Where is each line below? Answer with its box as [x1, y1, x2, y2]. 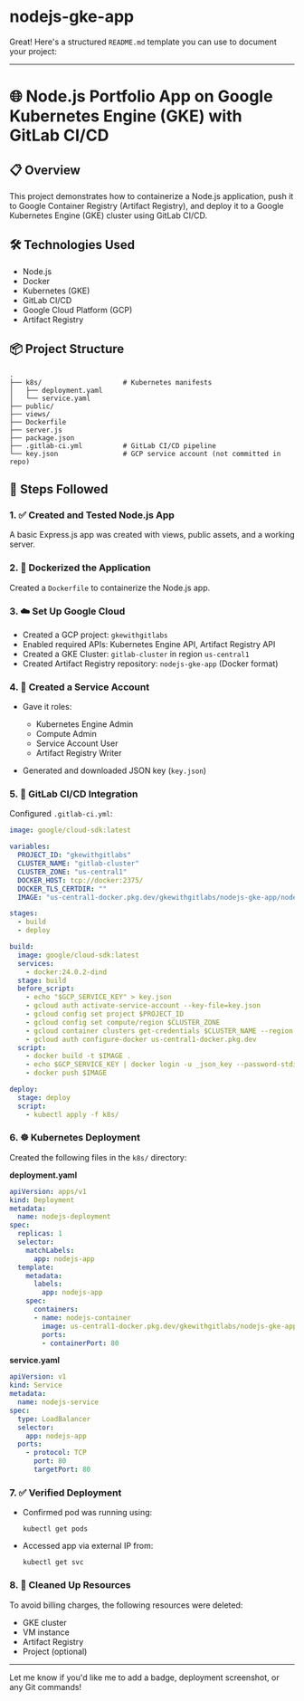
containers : [33, 1305, 79, 1314]
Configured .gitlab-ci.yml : [9, 808, 113, 819]
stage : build [17, 976, 67, 985]
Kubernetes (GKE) [22, 285, 90, 296]
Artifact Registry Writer [35, 748, 122, 759]
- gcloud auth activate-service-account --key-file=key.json [25, 1001, 261, 1010]
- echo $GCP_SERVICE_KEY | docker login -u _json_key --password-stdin [25, 1060, 301, 1069]
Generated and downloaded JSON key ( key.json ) [22, 765, 206, 776]
